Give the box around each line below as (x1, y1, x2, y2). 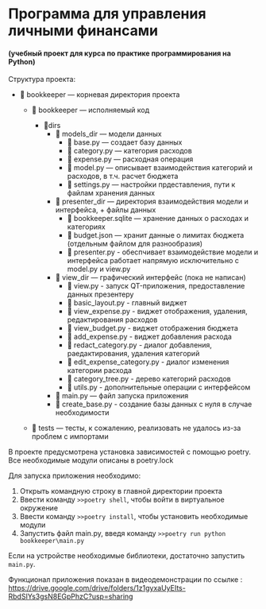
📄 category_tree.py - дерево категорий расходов (67, 374, 232, 384)
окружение (19, 503, 58, 513)
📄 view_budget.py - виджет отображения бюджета (67, 324, 238, 333)
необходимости (55, 408, 110, 417)
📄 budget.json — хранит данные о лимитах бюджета (67, 231, 245, 240)
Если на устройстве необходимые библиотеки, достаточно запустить (8, 551, 245, 561)
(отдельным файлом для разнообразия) (67, 239, 203, 249)
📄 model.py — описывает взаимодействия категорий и (67, 163, 253, 173)
